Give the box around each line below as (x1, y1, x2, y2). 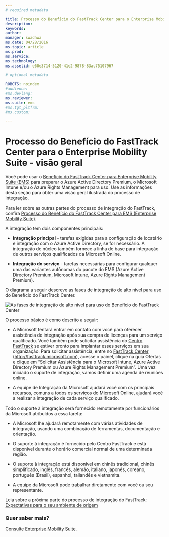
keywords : (5, 26, 26, 31)
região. (12, 451, 28, 457)
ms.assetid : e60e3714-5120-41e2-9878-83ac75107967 (5, 63, 114, 69)
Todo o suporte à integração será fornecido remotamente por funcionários (5, 405, 160, 411)
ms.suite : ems (5, 100, 35, 105)
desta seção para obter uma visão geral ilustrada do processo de (5, 190, 140, 196)
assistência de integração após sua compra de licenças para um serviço (12, 332, 163, 338)
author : (5, 31, 22, 36)
